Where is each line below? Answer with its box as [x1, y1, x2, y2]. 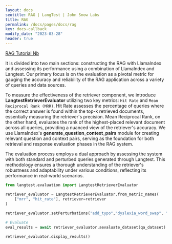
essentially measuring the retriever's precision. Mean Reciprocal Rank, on [5, 113, 161, 119]
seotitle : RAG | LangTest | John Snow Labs [5, 12, 100, 17]
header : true [5, 36, 33, 42]
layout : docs [5, 7, 33, 13]
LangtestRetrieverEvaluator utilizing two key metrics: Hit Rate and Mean [5, 97, 159, 103]
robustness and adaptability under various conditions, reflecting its [5, 167, 147, 173]
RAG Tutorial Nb [5, 50, 39, 56]
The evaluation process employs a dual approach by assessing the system [5, 151, 163, 157]
